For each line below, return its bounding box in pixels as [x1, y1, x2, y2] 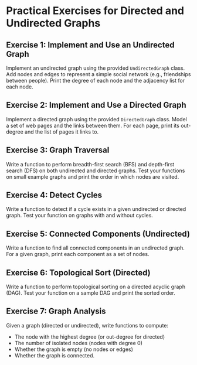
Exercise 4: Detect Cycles [6, 190, 103, 200]
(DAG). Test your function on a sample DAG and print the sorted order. [6, 289, 176, 296]
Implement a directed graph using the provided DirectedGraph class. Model [6, 115, 188, 122]
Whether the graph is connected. [14, 352, 95, 359]
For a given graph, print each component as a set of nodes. [6, 251, 150, 258]
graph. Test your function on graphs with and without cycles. [6, 212, 154, 219]
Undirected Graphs [6, 16, 101, 30]
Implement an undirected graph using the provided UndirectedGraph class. [6, 64, 185, 71]
